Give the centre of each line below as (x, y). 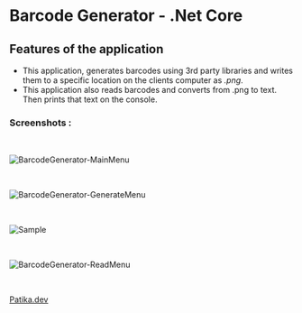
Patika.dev (29, 299)
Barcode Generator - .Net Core (126, 16)
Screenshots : (41, 123)
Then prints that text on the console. (90, 99)
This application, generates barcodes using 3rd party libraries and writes (157, 70)
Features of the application (87, 49)
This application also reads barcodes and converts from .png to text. (150, 90)
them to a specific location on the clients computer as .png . (133, 80)
